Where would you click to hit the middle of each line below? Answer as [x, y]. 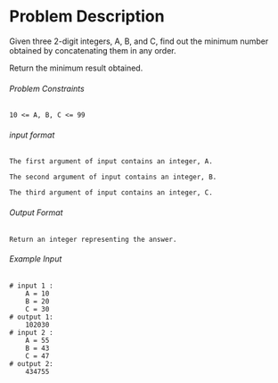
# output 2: [31, 363]
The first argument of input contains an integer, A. [111, 162]
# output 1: [31, 317]
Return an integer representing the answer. [93, 239]
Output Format [37, 212]
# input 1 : [31, 286]
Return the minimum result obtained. [76, 68]
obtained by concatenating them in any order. [93, 50]
